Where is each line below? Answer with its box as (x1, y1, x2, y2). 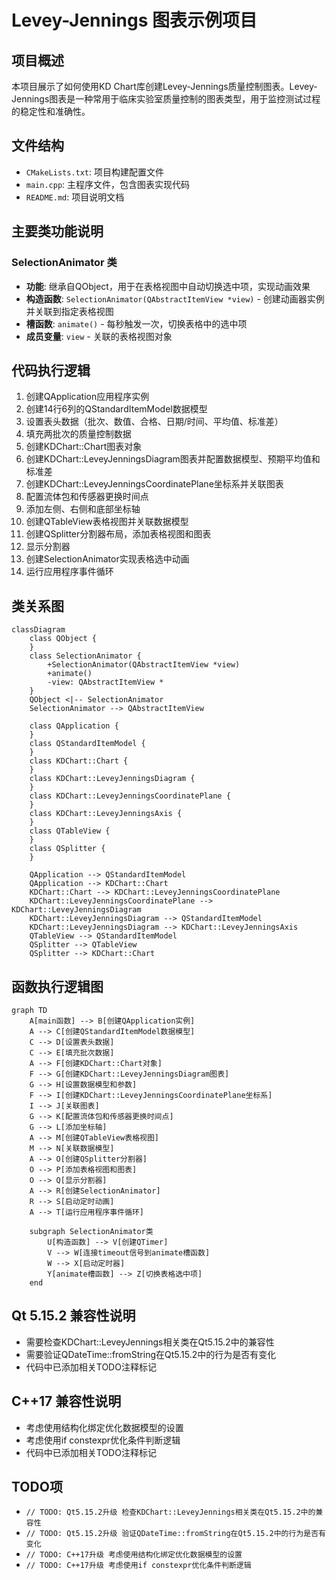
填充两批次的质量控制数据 (25, 428, 132, 440)
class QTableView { (29, 826, 111, 836)
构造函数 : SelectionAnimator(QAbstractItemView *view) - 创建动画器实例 (25, 292, 325, 305)
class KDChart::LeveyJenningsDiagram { (29, 774, 196, 784)
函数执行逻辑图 (11, 978, 104, 995)
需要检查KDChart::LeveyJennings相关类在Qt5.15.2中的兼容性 (25, 1336, 275, 1348)
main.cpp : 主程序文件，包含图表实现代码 (25, 178, 191, 190)
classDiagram (11, 625, 66, 635)
